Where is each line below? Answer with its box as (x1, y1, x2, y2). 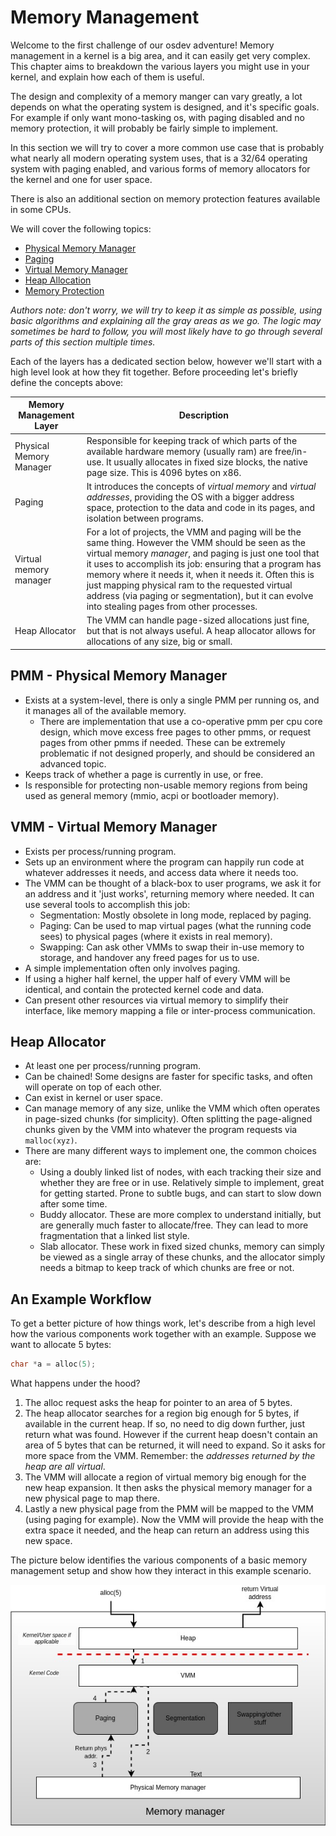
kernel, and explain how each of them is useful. (10, 71, 205, 83)
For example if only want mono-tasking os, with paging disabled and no (10, 111, 305, 123)
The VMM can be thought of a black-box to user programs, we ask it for (24, 877, 322, 889)
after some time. (39, 1198, 108, 1210)
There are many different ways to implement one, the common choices (24, 1145, 317, 1157)
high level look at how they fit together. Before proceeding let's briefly (10, 366, 298, 378)
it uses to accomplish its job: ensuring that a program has (86, 558, 322, 570)
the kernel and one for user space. (10, 173, 153, 185)
